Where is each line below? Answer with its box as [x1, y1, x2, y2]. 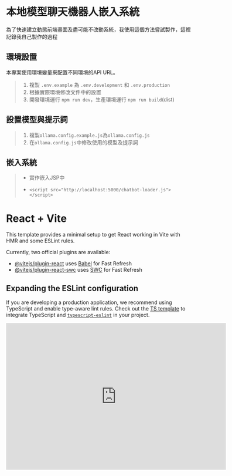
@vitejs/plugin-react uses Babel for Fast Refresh [14, 260, 132, 267]
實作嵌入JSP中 [29, 174, 65, 181]
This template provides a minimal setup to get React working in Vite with [6, 231, 180, 238]
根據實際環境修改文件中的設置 [29, 89, 101, 96]
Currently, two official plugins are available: [6, 249, 111, 256]
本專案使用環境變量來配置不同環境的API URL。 [6, 69, 118, 76]
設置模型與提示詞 [6, 115, 68, 125]
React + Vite [6, 212, 67, 225]
